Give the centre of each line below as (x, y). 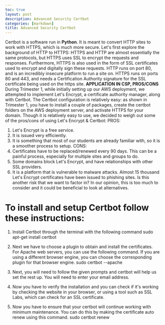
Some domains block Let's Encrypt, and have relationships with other (82, 162)
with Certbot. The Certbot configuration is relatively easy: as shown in (76, 100)
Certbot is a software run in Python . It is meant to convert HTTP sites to (78, 42)
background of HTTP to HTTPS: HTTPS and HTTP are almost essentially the (82, 53)
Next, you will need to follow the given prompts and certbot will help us (84, 272)
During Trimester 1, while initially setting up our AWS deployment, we (75, 89)
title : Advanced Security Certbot (41, 28)
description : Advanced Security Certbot (47, 19)
